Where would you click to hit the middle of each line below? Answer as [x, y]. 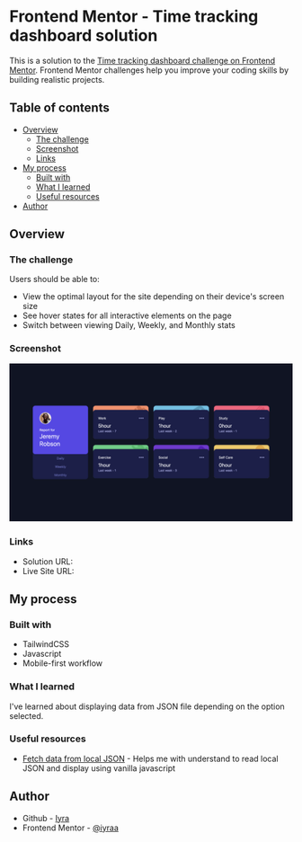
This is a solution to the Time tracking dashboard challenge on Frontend [142, 60]
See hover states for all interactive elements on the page [127, 315]
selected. [27, 715]
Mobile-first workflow [62, 663]
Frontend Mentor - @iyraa [71, 828]
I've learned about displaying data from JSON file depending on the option [147, 706]
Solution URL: [48, 561]
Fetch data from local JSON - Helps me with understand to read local [150, 758]
